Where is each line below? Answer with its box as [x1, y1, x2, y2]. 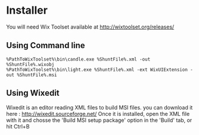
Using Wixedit [6, 88, 60, 98]
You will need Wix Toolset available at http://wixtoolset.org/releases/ [6, 23, 175, 30]
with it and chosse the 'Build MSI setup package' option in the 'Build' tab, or [6, 117, 192, 124]
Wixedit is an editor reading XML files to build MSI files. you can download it [6, 103, 193, 111]
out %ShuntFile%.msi [6, 72, 58, 78]
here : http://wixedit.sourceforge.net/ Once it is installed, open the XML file [6, 110, 190, 117]
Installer [6, 4, 48, 17]
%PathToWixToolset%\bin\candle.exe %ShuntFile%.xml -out [6, 56, 151, 62]
